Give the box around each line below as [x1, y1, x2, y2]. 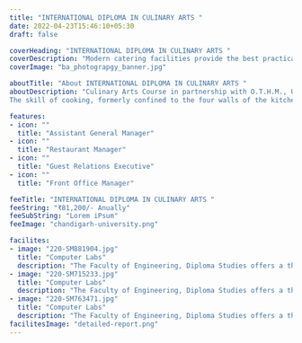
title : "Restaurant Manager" [17, 145, 127, 154]
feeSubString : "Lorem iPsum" [9, 212, 119, 221]
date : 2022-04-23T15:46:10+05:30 [9, 22, 135, 31]
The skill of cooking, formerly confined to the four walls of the [9, 95, 268, 104]
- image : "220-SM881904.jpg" [9, 244, 119, 253]
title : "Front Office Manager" [17, 179, 135, 188]
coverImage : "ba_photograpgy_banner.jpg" [9, 63, 167, 72]
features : [9, 111, 47, 121]
